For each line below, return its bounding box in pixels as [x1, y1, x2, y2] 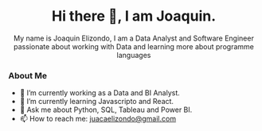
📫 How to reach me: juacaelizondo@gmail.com [19, 114, 177, 124]
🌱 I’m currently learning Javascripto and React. [19, 97, 174, 106]
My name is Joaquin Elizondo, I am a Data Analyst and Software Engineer [13, 33, 255, 43]
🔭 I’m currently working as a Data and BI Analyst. [19, 88, 181, 98]
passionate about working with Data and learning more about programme [13, 41, 255, 51]
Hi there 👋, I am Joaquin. [51, 7, 217, 25]
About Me [8, 70, 48, 81]
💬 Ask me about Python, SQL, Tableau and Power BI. [19, 105, 193, 114]
